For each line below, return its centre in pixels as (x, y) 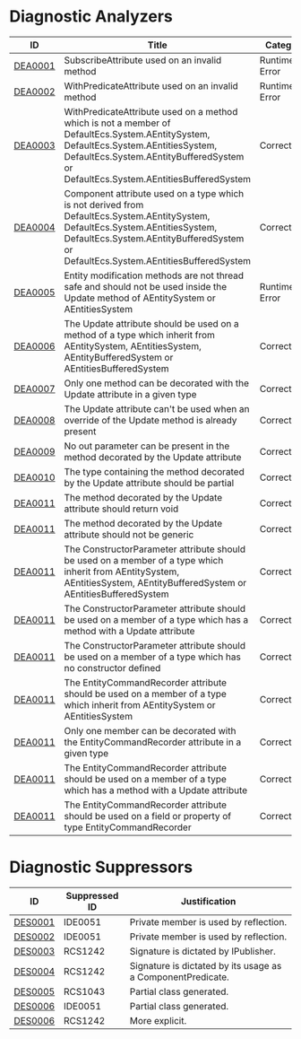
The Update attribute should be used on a (151, 323)
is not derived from (104, 205)
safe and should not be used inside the (146, 286)
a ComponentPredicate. (180, 977)
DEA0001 (34, 65)
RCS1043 (84, 991)
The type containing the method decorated (154, 471)
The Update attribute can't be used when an (157, 408)
